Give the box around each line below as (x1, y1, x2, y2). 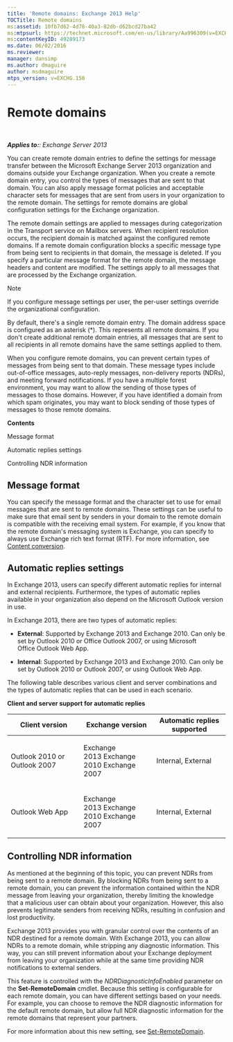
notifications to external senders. (7, 963, 102, 971)
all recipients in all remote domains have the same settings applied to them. (7, 340, 223, 349)
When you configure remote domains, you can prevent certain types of (7, 354, 210, 363)
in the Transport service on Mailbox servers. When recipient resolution (7, 227, 209, 235)
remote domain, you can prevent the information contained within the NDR (7, 883, 220, 892)
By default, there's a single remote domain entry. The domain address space (7, 318, 226, 327)
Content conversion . (7, 542, 66, 550)
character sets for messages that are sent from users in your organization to (7, 191, 225, 200)
